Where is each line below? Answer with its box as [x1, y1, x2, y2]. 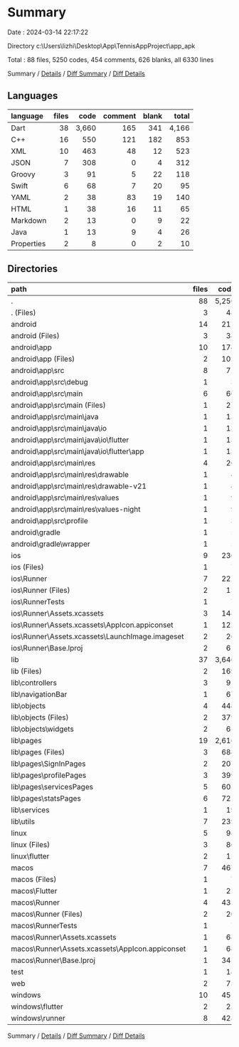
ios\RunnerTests [11, 596, 65, 606]
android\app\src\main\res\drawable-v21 [11, 481, 147, 491]
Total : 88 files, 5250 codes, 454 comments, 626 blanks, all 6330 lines [7, 55, 214, 64]
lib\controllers [11, 678, 57, 688]
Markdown [11, 215, 47, 225]
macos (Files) [11, 874, 57, 884]
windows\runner [11, 1013, 65, 1023]
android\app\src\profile [11, 515, 88, 525]
